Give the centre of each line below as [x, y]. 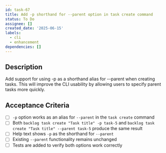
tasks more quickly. [25, 90]
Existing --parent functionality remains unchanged [64, 140]
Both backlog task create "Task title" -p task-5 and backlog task [83, 123]
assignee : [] [19, 24]
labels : [13, 33]
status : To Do [20, 19]
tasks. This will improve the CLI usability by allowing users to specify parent [83, 84]
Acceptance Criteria [37, 105]
